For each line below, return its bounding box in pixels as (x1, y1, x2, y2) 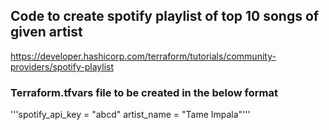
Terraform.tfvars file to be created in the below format (10, 85, 278, 99)
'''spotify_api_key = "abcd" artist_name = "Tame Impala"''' (10, 109, 251, 121)
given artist (10, 24, 83, 41)
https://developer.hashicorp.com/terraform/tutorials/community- (10, 50, 277, 62)
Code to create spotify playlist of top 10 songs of (10, 8, 320, 25)
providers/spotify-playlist (10, 60, 114, 73)
